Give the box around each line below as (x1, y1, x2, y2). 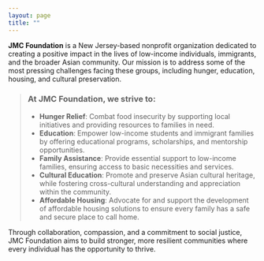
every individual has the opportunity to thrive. (8, 244, 156, 253)
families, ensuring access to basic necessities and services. (39, 162, 234, 171)
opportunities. (39, 145, 85, 155)
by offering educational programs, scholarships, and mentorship (39, 136, 248, 146)
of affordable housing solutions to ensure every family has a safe (39, 203, 251, 213)
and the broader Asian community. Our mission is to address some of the (8, 57, 246, 67)
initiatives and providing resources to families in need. (39, 120, 215, 129)
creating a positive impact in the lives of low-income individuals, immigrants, (8, 49, 257, 58)
